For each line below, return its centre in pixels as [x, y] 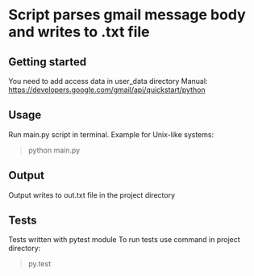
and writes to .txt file [79, 32]
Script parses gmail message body [127, 15]
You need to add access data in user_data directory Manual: [108, 81]
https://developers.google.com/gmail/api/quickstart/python [107, 90]
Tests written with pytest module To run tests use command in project [124, 240]
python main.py [54, 150]
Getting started [48, 62]
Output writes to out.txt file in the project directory [92, 194]
